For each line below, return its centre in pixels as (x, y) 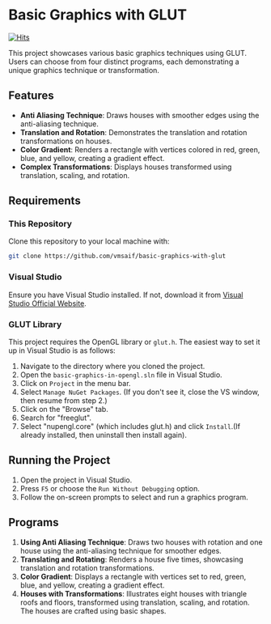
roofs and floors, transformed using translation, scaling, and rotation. (135, 602)
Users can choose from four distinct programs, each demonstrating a (124, 62)
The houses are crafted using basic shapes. (93, 611)
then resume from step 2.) (64, 400)
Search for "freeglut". (55, 418)
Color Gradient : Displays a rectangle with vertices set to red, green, (133, 576)
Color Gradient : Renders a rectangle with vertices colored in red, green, (140, 149)
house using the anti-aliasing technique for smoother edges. (121, 550)
